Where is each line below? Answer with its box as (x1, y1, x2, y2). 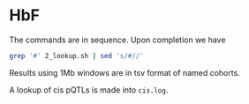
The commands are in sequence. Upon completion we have (9, 34, 226, 45)
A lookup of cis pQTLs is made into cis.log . (9, 85, 169, 95)
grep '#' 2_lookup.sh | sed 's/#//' (9, 51, 144, 60)
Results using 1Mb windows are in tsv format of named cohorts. (9, 67, 240, 78)
